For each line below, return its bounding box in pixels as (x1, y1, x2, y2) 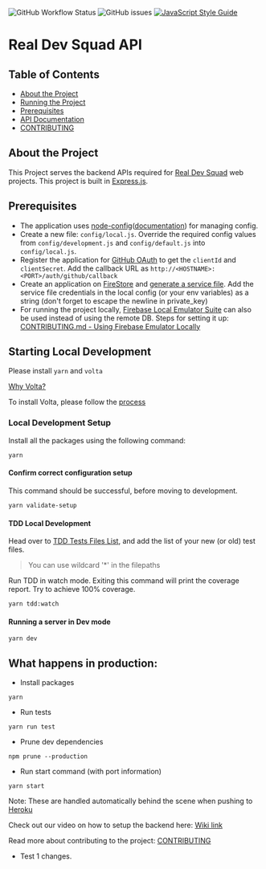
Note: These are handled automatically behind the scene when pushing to (8, 796, 253, 806)
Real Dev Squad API (8, 36, 143, 54)
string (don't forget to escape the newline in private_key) (19, 296, 208, 305)
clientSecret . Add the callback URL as (19, 263, 149, 273)
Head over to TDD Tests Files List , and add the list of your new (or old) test (8, 536, 256, 546)
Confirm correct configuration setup (8, 468, 133, 478)
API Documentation (19, 115, 84, 124)
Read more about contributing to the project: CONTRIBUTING (8, 836, 211, 846)
